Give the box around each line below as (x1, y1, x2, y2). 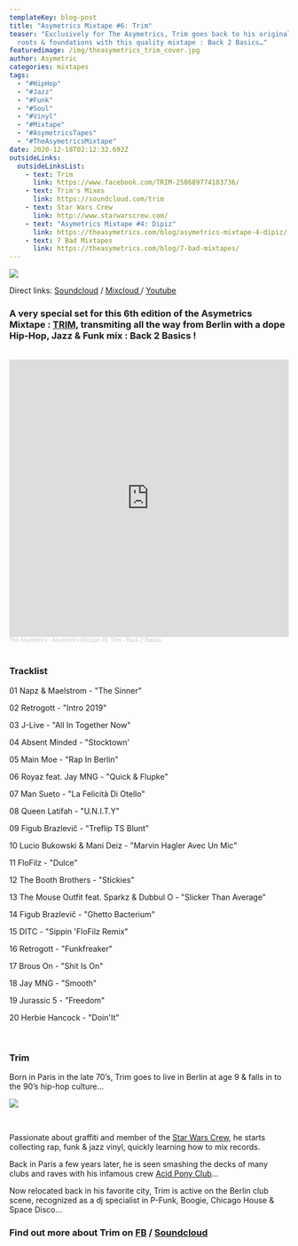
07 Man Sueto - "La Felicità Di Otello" (9, 788, 145, 799)
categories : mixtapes (9, 63, 90, 72)
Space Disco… (9, 1204, 63, 1215)
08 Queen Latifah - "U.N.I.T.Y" (9, 806, 120, 816)
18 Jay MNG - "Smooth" (9, 978, 98, 988)
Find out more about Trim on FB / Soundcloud (9, 1226, 208, 1239)
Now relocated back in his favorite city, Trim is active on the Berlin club (9, 1186, 269, 1196)
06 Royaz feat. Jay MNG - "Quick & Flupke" (9, 771, 169, 782)
